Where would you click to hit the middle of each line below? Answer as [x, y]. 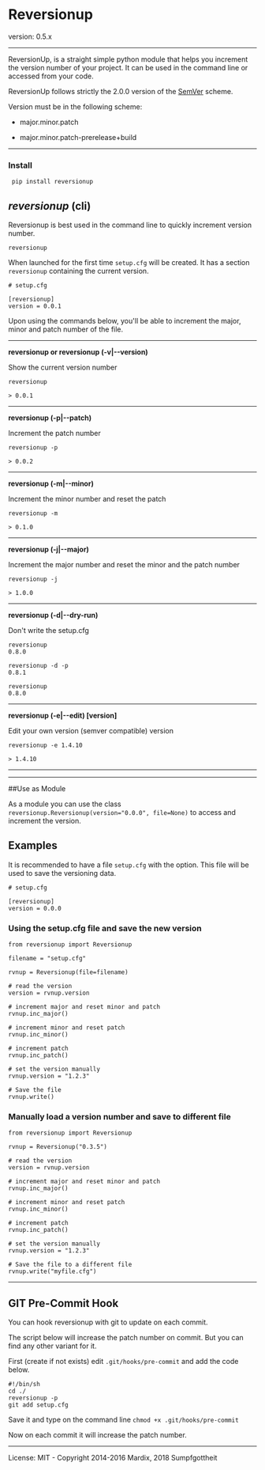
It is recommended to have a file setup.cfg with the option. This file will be [129, 865]
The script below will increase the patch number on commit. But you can [126, 1338]
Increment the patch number [54, 434]
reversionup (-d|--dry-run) [53, 616]
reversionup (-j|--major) [49, 549]
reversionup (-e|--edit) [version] [63, 716]
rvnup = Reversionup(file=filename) [68, 972]
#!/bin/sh [24, 1385]
